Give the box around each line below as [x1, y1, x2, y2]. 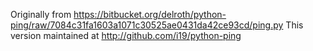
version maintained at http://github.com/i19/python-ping [10, 30, 242, 41]
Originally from [10, 9, 72, 20]
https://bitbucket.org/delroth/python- [73, 9, 227, 20]
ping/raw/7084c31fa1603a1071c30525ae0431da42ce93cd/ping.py [10, 19, 284, 31]
